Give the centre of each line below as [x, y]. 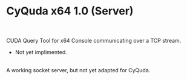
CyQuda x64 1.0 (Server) [70, 11]
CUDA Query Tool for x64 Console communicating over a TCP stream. [94, 40]
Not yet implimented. [41, 52]
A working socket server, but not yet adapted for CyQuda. [78, 70]
